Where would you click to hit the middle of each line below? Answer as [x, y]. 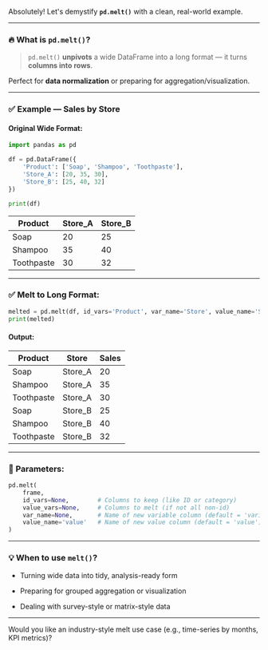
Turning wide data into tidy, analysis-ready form [99, 575]
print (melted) [32, 319]
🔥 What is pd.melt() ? [49, 39]
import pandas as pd [43, 145]
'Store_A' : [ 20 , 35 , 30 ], [66, 175]
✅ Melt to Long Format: [54, 295]
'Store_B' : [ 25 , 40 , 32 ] [64, 182]
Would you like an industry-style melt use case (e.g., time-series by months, [134, 629]
